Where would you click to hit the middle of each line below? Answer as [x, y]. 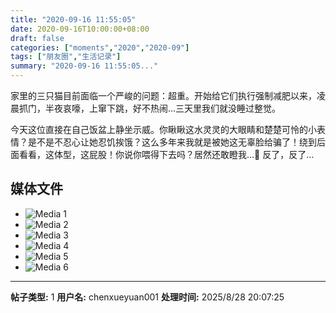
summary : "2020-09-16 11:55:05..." [84, 66]
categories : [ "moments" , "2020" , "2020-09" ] [100, 47]
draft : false [37, 38]
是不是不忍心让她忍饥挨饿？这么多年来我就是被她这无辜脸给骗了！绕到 [172, 142]
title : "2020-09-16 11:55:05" [73, 19]
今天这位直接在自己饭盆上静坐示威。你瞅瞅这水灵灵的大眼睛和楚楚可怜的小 [163, 129]
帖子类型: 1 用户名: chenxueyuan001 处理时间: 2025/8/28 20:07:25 [147, 297]
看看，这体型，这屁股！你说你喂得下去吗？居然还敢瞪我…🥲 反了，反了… [166, 154]
